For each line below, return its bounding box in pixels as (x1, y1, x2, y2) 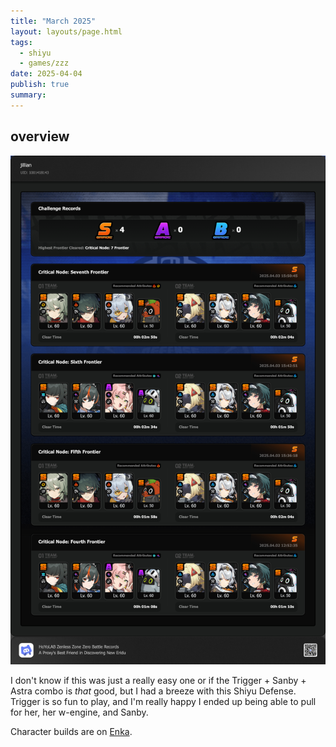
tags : (10, 37, 33, 47)
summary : (10, 90, 47, 100)
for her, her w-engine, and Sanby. (10, 706, 149, 719)
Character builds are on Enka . (10, 726, 133, 738)
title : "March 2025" (10, 16, 97, 26)
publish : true (10, 80, 70, 90)
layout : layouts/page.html (10, 26, 123, 37)
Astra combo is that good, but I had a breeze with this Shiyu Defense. (10, 685, 297, 697)
